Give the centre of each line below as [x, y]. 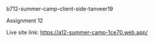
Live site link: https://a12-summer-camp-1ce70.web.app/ [77, 32]
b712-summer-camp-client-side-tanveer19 [60, 9]
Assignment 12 [25, 20]
